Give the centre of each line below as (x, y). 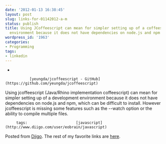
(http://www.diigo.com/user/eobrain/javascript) (56, 127)
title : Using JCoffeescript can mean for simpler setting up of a (75, 28)
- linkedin (16, 56)
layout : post (19, 14)
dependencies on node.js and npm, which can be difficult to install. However (83, 103)
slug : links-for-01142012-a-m (36, 19)
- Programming (20, 47)
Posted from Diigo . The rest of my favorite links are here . (63, 137)
